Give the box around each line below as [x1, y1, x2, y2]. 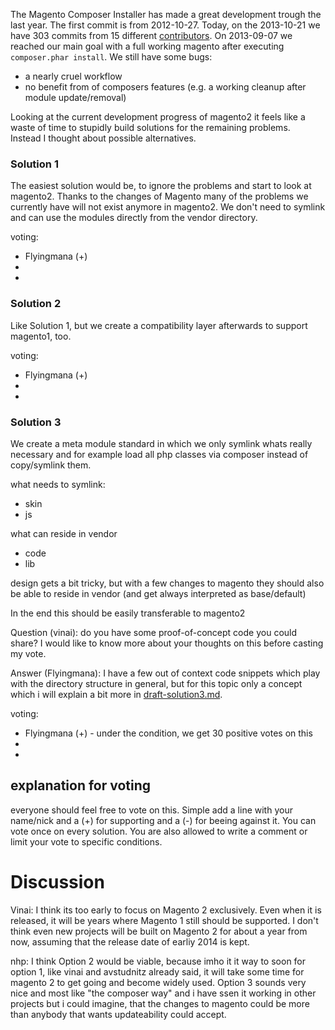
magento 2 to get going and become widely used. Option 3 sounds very [10, 976, 307, 988]
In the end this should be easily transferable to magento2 [10, 607, 246, 619]
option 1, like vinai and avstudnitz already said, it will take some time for [10, 965, 305, 978]
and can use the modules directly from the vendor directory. [10, 212, 258, 224]
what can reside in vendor [10, 527, 118, 539]
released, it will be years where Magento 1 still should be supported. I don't [10, 914, 319, 926]
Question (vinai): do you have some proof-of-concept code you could [10, 626, 298, 638]
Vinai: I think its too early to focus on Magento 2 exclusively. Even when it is [10, 904, 322, 916]
